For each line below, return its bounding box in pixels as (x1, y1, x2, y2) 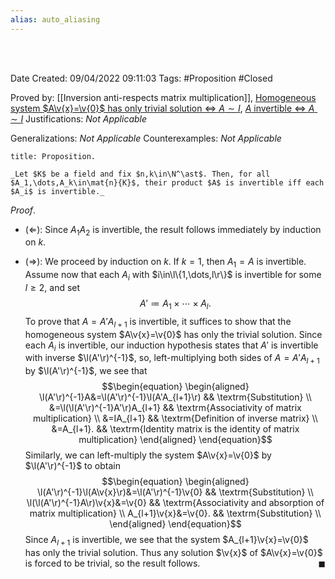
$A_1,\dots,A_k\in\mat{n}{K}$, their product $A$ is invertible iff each (10, 177, 325, 188)
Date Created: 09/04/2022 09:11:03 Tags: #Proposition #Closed (10, 72, 273, 84)
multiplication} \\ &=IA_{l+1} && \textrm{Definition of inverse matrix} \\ (32, 412, 318, 425)
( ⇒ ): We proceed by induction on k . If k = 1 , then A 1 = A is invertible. (24, 256, 307, 270)
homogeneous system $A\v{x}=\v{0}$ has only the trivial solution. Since (24, 328, 323, 340)
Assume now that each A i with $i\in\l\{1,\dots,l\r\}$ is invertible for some (24, 269, 322, 283)
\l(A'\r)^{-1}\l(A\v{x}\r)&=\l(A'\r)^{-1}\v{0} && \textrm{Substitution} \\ (37, 486, 314, 498)
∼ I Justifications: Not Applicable (10, 112, 148, 125)
